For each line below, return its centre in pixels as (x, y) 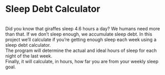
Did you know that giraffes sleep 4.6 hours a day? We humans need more (83, 28)
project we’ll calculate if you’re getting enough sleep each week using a (81, 40)
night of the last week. (29, 56)
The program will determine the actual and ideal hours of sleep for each (81, 50)
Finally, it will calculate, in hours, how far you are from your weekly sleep (82, 61)
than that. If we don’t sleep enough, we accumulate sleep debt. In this (79, 34)
